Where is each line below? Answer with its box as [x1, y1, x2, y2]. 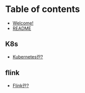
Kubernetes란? [12, 53, 43, 59]
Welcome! [12, 20, 34, 26]
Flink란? [12, 82, 29, 88]
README [12, 25, 32, 31]
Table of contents [5, 3, 80, 15]
